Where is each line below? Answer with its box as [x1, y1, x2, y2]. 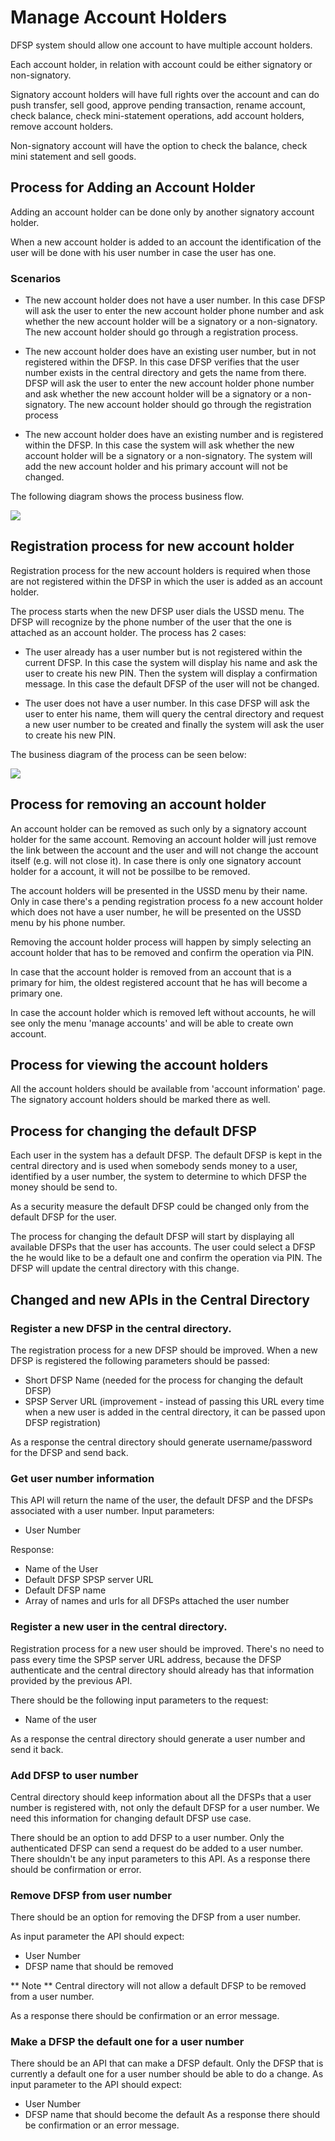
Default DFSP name [24, 1584, 107, 1596]
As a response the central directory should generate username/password [10, 1436, 313, 1448]
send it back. [10, 1743, 64, 1755]
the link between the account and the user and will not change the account [10, 844, 319, 856]
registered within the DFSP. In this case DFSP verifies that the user [24, 356, 300, 368]
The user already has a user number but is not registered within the [24, 646, 303, 658]
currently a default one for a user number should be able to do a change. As [10, 2068, 324, 2080]
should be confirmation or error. [10, 1863, 142, 1875]
